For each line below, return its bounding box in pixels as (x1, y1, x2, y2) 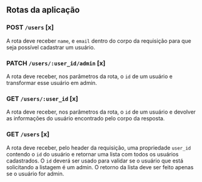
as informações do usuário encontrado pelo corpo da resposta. (6, 115, 165, 122)
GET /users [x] (6, 130, 50, 139)
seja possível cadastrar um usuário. (6, 43, 96, 51)
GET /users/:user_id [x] (6, 94, 78, 103)
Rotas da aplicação (6, 5, 80, 15)
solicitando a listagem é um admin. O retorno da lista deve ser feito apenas (6, 163, 193, 170)
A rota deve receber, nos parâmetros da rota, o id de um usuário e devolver (6, 108, 196, 115)
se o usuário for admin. (6, 170, 64, 177)
